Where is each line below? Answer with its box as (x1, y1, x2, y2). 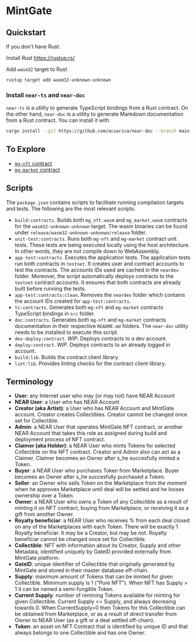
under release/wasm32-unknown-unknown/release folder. (14, 229, 147, 236)
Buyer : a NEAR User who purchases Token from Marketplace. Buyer (14, 467, 180, 474)
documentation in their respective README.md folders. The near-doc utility (14, 322, 188, 329)
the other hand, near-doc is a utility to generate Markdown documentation (6, 110, 184, 118)
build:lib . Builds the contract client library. (14, 353, 120, 360)
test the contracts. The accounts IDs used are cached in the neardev (14, 266, 179, 273)
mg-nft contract (14, 160, 53, 167)
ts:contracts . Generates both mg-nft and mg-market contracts (14, 303, 164, 310)
